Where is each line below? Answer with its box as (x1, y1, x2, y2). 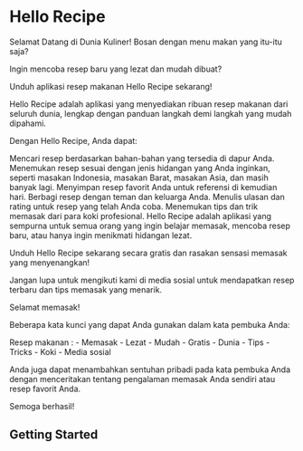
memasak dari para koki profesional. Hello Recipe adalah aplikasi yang (9, 210, 272, 221)
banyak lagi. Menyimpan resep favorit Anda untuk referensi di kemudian (9, 181, 278, 192)
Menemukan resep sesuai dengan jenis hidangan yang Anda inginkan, (9, 162, 270, 173)
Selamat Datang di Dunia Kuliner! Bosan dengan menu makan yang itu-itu (9, 36, 283, 47)
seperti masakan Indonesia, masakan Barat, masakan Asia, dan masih (9, 172, 269, 183)
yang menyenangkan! (9, 256, 90, 268)
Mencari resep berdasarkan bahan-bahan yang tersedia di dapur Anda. (9, 152, 275, 164)
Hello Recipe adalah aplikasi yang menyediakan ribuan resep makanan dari (9, 98, 289, 110)
